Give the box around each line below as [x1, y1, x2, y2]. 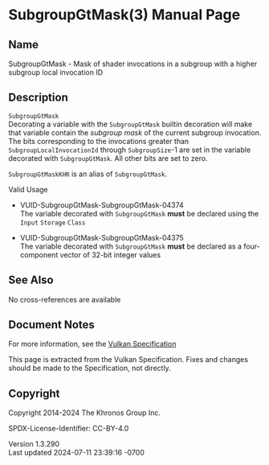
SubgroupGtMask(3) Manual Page [8, 6, 241, 24]
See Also [8, 274, 54, 287]
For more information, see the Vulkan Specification [8, 339, 177, 349]
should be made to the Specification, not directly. [8, 364, 171, 373]
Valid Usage [8, 184, 48, 194]
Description [8, 91, 68, 105]
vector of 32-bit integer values [59, 249, 161, 259]
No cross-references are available [8, 294, 121, 304]
